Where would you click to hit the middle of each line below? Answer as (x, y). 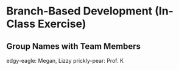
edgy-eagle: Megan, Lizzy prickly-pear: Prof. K (65, 61)
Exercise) (62, 24)
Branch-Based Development (79, 11)
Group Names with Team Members (74, 46)
